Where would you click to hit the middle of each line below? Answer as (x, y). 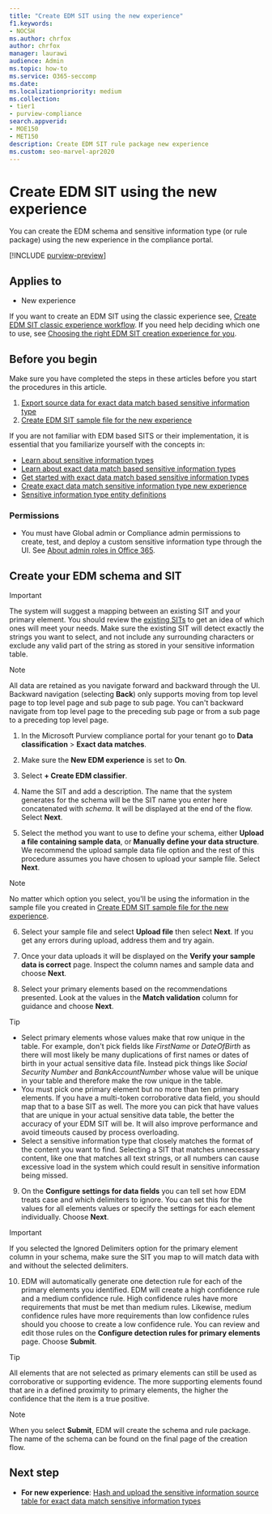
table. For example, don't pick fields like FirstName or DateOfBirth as (136, 1046)
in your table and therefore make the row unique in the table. (122, 1081)
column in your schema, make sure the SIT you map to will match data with (134, 1257)
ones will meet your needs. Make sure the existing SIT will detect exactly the (136, 628)
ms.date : (24, 83)
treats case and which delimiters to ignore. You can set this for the (132, 1200)
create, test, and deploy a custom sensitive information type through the (141, 542)
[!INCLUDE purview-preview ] (58, 255)
